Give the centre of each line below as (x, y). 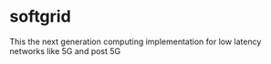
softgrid (40, 17)
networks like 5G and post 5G (65, 50)
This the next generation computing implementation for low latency (135, 41)
